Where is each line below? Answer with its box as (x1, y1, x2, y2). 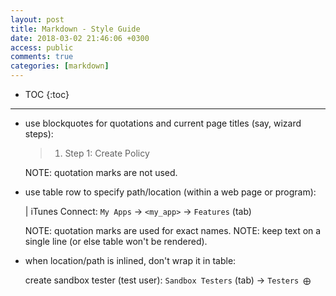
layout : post (10, 14, 65, 25)
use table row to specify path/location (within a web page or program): (24, 186, 317, 198)
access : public (10, 42, 74, 53)
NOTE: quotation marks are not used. (24, 167, 178, 178)
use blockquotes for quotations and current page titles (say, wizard (24, 117, 302, 129)
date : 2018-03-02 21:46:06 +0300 (10, 33, 150, 43)
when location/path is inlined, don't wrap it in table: (24, 255, 237, 266)
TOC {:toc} (24, 89, 70, 100)
